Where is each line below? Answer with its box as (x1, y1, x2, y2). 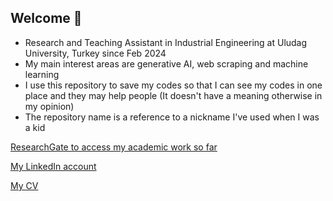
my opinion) (24, 100, 75, 112)
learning (24, 68, 60, 80)
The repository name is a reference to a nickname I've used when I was (24, 111, 320, 123)
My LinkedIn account (10, 160, 97, 172)
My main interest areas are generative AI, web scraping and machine (24, 57, 309, 70)
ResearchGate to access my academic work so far (10, 141, 218, 153)
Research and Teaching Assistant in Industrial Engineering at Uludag (24, 36, 308, 48)
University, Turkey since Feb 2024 (24, 47, 167, 59)
